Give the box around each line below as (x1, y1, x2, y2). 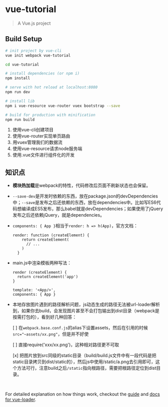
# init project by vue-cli (5, 48, 62, 53)
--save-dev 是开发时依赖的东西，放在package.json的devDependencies (12, 193, 158, 199)
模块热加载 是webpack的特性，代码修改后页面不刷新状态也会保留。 (12, 182, 151, 188)
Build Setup (5, 35, 42, 43)
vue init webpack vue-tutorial (5, 53, 71, 58)
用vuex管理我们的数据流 (12, 140, 63, 146)
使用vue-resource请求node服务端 (12, 146, 82, 152)
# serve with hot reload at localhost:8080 (5, 85, 98, 90)
